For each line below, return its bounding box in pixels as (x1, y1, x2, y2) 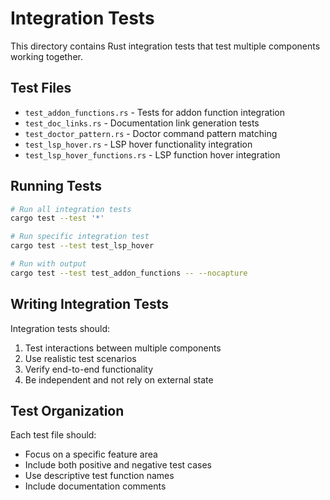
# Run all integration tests (10, 204, 132, 214)
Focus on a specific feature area (24, 448, 158, 461)
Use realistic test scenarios (24, 352, 137, 364)
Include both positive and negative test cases (24, 459, 212, 471)
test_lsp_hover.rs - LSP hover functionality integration (24, 138, 253, 150)
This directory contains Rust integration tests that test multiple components (10, 40, 321, 52)
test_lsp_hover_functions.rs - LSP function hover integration (24, 148, 281, 161)
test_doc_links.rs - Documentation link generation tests (24, 117, 260, 129)
